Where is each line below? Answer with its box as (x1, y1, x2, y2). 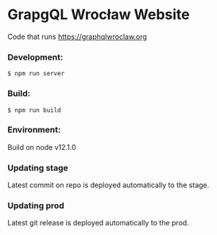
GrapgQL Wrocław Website (7, 6, 190, 24)
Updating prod (7, 200, 64, 211)
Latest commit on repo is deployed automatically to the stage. (7, 180, 210, 190)
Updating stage (7, 162, 68, 173)
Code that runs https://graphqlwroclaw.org (7, 32, 148, 41)
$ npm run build (7, 106, 61, 114)
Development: (7, 52, 64, 63)
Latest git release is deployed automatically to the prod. (7, 218, 189, 228)
